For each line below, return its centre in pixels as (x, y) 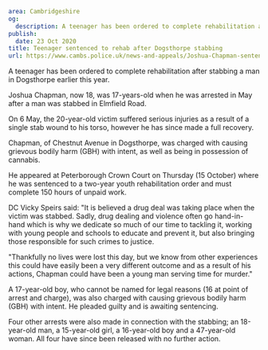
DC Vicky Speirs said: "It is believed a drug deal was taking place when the (132, 208)
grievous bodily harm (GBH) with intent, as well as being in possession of (128, 151)
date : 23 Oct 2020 (46, 41)
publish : (23, 33)
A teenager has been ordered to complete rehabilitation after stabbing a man (134, 71)
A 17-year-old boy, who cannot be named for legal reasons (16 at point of (128, 289)
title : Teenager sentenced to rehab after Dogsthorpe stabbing (116, 49)
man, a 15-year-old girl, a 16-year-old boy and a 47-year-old (137, 330)
